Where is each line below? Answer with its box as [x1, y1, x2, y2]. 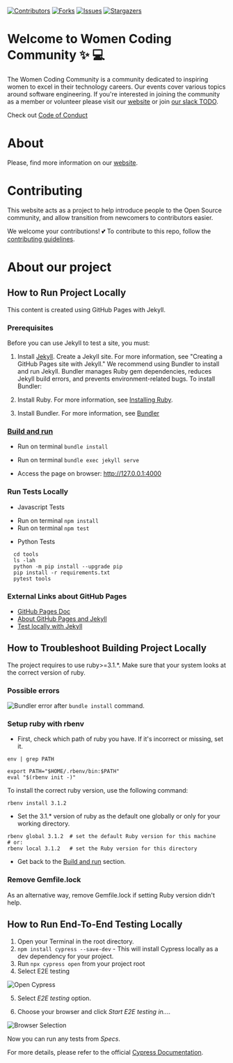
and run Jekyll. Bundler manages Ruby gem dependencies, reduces [17, 367, 212, 376]
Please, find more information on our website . [7, 158, 138, 167]
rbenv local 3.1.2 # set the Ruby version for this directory [7, 845, 198, 852]
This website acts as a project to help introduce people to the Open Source [7, 206, 223, 214]
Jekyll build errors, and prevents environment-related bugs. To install [17, 374, 216, 383]
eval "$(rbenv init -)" [7, 774, 77, 782]
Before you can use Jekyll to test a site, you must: [7, 339, 150, 347]
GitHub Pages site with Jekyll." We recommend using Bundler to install [17, 360, 220, 368]
